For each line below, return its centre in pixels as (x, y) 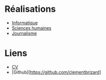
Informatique (25, 23)
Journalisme (24, 33)
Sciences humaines (31, 28)
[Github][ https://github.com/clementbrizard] (56, 72)
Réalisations (30, 9)
